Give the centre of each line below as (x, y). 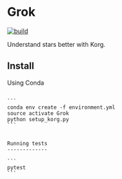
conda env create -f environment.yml (61, 107)
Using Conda (26, 83)
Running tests (28, 143)
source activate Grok (38, 113)
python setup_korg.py (38, 119)
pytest (17, 167)
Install (21, 66)
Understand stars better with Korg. (56, 44)
